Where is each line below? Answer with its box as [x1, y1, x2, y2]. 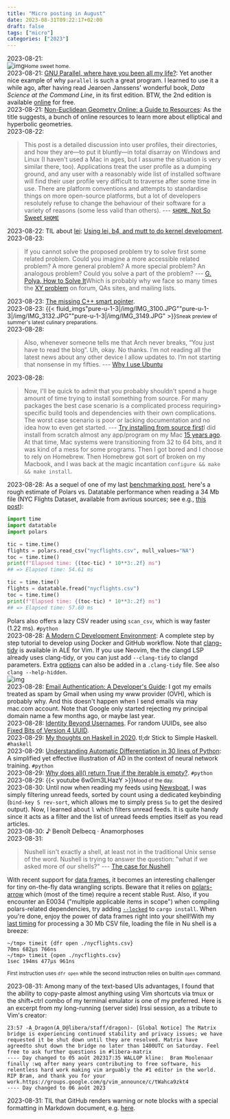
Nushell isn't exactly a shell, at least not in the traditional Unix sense [23, 847, 216, 855]
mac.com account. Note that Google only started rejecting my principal [7, 704, 208, 713]
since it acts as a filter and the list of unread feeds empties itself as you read [7, 812, 223, 820]
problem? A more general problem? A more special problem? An [23, 262, 206, 270]
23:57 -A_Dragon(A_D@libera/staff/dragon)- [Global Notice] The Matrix [7, 1024, 216, 1031]
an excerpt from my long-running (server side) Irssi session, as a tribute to [7, 1004, 218, 1012]
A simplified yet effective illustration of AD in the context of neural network [7, 754, 218, 762]
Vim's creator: [7, 1011, 47, 1019]
